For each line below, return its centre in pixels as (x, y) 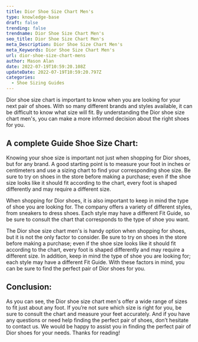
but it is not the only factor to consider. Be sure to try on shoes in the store (97, 237)
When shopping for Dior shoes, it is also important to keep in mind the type (98, 200)
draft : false (22, 22)
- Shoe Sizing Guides (38, 83)
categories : (21, 77)
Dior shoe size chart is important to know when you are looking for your (93, 100)
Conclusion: (29, 287)
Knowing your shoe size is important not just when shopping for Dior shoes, (98, 158)
